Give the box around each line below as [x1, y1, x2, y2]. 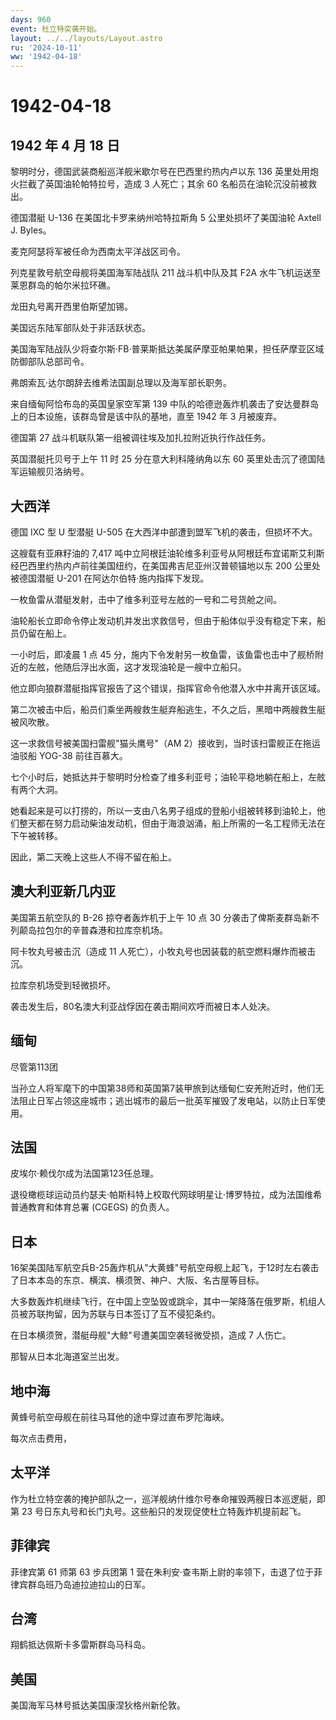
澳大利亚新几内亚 [10, 883, 116, 900]
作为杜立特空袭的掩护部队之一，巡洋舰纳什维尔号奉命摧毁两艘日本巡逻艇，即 [10, 1492, 326, 1505]
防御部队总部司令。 [10, 356, 90, 368]
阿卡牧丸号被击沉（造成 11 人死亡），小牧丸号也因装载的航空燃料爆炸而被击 [10, 945, 317, 957]
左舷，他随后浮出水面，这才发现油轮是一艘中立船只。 [27, 661, 247, 673]
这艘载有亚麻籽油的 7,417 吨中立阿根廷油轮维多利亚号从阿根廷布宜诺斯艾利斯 [10, 547, 325, 559]
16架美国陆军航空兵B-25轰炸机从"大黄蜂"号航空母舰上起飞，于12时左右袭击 [10, 1262, 320, 1274]
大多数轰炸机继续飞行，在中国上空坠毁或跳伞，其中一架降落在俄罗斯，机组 [10, 1296, 317, 1308]
